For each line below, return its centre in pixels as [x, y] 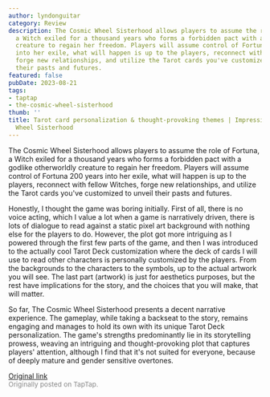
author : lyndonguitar [45, 16]
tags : [17, 90]
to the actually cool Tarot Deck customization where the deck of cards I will [133, 251]
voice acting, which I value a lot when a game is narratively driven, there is [132, 217]
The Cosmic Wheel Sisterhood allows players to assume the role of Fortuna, [134, 150]
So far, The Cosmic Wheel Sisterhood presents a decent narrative [117, 309]
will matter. [27, 294]
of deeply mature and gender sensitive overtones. [91, 360]
